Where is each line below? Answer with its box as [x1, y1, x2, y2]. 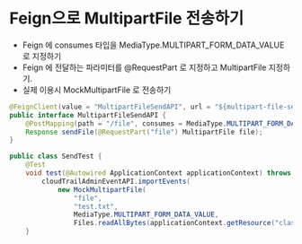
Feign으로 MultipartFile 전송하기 [9, 8, 244, 29]
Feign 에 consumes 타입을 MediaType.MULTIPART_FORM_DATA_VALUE [22, 39, 285, 50]
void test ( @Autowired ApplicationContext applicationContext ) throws [25, 169, 292, 178]
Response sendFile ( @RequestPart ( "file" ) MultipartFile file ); [25, 127, 263, 136]
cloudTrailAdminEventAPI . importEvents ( [41, 177, 191, 186]
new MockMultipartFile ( [57, 185, 147, 194]
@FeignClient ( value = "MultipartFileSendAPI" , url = [9, 102, 211, 111]
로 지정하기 [22, 50, 62, 61]
